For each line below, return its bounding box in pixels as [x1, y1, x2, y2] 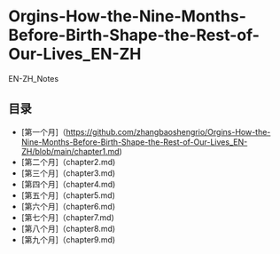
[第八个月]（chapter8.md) [20, 223, 116, 234]
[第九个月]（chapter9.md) [20, 234, 116, 245]
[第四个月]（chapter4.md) [20, 179, 116, 189]
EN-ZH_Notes [8, 73, 59, 83]
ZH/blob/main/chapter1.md [20, 146, 121, 156]
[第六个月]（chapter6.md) [20, 201, 116, 211]
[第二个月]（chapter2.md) [20, 156, 116, 167]
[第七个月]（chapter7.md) [20, 211, 114, 223]
